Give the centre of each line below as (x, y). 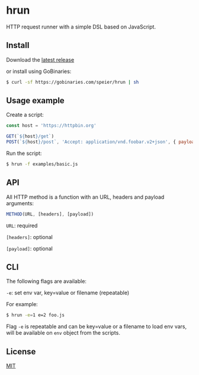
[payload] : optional (30, 248)
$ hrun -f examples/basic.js (42, 164)
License (21, 352)
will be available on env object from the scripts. (63, 333)
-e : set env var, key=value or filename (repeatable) (68, 293)
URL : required (22, 225)
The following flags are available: (46, 281)
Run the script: (24, 153)
